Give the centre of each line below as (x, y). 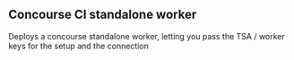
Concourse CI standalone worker (103, 15)
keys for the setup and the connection (79, 46)
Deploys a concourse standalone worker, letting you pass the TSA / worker (147, 36)
